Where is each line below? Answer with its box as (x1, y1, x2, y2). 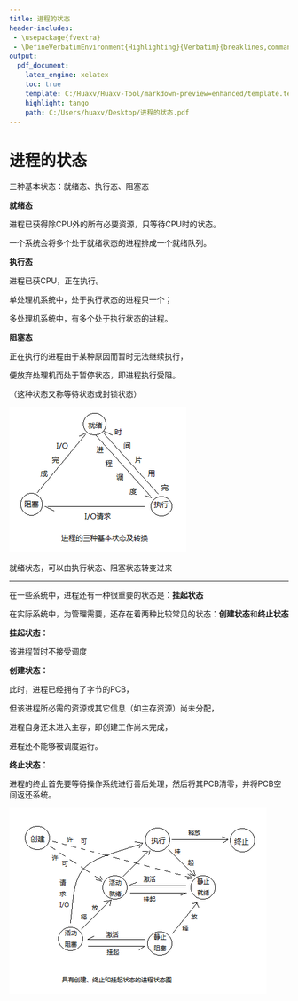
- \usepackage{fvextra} (12, 33, 101, 42)
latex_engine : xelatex (25, 71, 109, 80)
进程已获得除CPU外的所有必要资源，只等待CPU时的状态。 (9, 218, 222, 230)
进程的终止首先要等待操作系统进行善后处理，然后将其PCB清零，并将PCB (9, 778, 274, 790)
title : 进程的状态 (9, 14, 71, 23)
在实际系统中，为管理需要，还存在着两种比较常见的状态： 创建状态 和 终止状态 (9, 608, 289, 619)
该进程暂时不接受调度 (9, 647, 87, 657)
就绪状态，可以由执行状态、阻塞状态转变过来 (9, 562, 173, 573)
